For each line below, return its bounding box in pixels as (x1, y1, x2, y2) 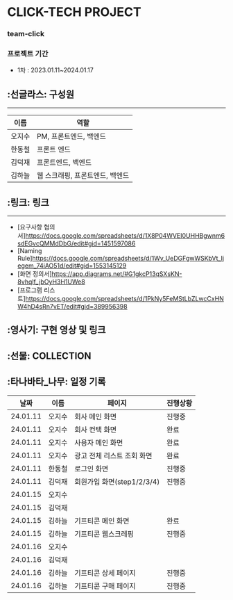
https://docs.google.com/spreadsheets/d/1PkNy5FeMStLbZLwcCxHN (25, 295, 224, 303)
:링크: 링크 (7, 196, 50, 209)
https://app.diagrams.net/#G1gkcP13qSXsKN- (51, 270, 182, 278)
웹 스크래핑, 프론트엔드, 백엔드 (37, 171, 130, 181)
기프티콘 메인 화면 (74, 516, 130, 526)
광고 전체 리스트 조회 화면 (74, 451, 153, 460)
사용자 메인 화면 (74, 437, 123, 447)
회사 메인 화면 (74, 412, 116, 421)
